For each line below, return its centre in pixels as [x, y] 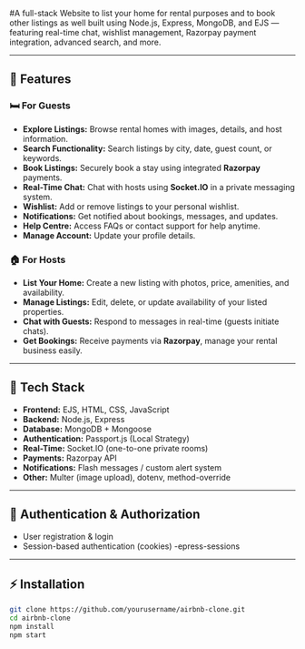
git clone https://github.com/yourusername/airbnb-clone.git [128, 610]
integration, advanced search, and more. [85, 42]
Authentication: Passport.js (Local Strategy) [106, 438]
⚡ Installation [47, 584]
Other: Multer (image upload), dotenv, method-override [127, 477]
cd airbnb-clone [40, 618]
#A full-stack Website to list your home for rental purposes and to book [143, 13]
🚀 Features [40, 80]
